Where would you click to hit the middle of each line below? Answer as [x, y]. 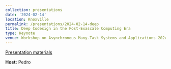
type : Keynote [20, 33]
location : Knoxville [27, 19]
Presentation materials [29, 52]
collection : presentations [34, 10]
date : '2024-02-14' [26, 15]
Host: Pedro [18, 62]
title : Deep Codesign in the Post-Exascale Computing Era [68, 29]
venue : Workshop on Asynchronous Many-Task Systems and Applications [81, 38]
